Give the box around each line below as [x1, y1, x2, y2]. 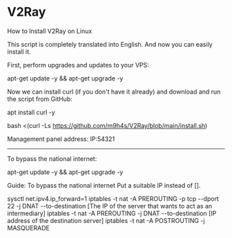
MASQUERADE [7, 224, 50, 232]
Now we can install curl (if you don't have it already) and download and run [7, 87, 221, 96]
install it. [7, 47, 31, 56]
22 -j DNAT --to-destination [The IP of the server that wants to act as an [7, 202, 213, 210]
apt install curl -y [7, 108, 55, 116]
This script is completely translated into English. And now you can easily [7, 40, 213, 48]
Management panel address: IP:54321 [7, 135, 115, 143]
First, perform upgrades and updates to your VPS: [7, 61, 150, 69]
